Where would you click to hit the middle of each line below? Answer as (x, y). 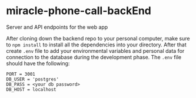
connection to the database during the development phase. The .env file (94, 57)
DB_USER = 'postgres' (33, 79)
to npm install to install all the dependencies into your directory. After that (96, 45)
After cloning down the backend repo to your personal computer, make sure (98, 38)
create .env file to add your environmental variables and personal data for (95, 50)
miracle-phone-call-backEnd (79, 11)
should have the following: (38, 63)
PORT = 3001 (21, 74)
